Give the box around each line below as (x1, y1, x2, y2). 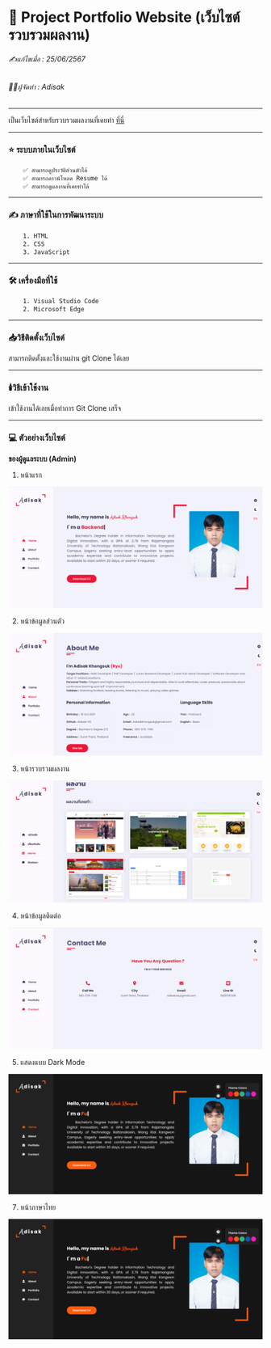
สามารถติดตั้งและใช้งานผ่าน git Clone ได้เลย (8, 353, 130, 363)
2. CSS (23, 239, 45, 248)
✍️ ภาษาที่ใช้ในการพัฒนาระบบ (8, 209, 103, 221)
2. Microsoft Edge (23, 305, 85, 313)
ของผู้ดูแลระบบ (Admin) (8, 454, 77, 463)
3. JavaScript (23, 247, 70, 256)
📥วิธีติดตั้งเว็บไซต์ (8, 332, 65, 343)
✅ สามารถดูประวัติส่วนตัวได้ (23, 167, 88, 175)
